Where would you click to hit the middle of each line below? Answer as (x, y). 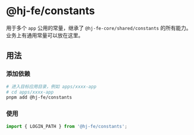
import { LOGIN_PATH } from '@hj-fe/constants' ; (67, 126)
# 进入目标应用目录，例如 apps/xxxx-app (51, 87)
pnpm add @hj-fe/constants (39, 98)
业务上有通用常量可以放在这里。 (45, 35)
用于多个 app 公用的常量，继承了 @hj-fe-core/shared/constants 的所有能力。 (99, 28)
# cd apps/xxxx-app (30, 92)
